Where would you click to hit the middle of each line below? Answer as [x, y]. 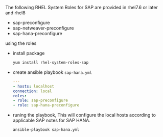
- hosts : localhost [33, 86]
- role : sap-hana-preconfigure [46, 105]
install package [29, 53]
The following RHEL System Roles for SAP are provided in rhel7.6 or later [82, 7]
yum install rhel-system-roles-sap [51, 63]
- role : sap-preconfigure [40, 101]
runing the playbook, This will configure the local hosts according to [84, 115]
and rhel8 [15, 13]
